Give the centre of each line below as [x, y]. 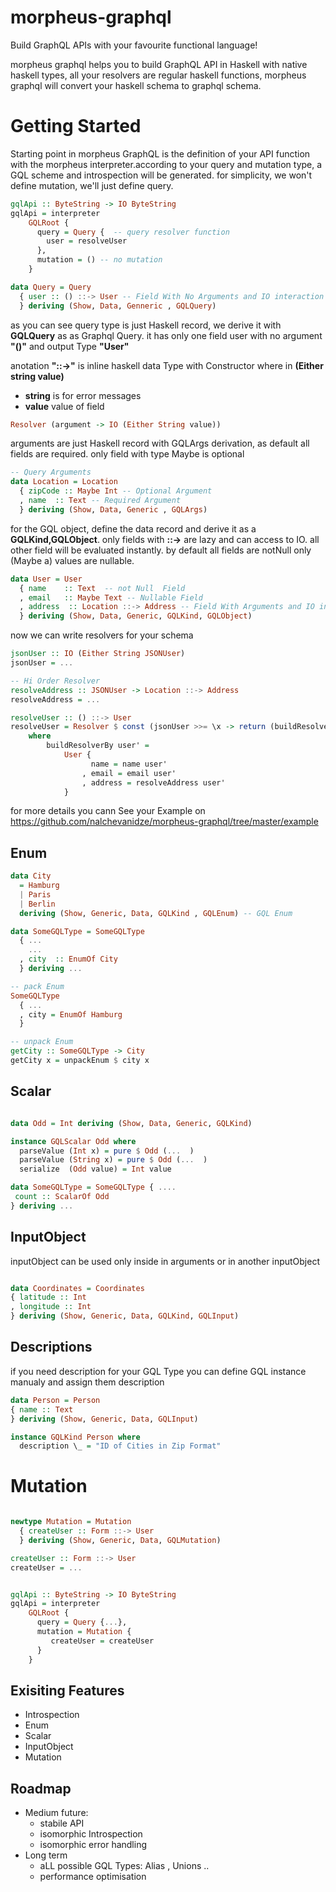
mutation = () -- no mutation [99, 260]
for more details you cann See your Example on [108, 811]
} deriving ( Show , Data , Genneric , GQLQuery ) [118, 306]
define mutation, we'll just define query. [92, 185]
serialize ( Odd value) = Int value [95, 1169]
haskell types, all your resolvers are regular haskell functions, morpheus [158, 75]
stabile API [62, 1823]
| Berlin [37, 904]
